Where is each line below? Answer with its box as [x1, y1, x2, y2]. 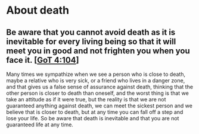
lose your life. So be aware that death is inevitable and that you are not [6, 115, 179, 122]
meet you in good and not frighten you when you [6, 46, 191, 56]
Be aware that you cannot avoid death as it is [6, 27, 176, 37]
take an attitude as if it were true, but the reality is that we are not [6, 96, 166, 103]
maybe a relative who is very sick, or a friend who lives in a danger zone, [6, 77, 185, 84]
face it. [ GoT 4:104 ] [6, 55, 79, 65]
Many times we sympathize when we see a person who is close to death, [6, 71, 186, 78]
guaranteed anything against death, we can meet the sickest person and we [6, 102, 192, 109]
